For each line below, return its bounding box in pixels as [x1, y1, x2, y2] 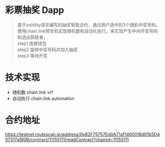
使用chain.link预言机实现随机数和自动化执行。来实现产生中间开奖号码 [17, 28, 158, 34]
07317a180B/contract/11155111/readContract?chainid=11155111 [5, 137, 129, 143]
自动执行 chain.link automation [12, 95, 75, 101]
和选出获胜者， [17, 34, 48, 40]
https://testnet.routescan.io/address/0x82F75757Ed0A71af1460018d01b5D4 [5, 131, 160, 137]
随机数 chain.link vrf [12, 89, 53, 95]
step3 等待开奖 [17, 52, 48, 58]
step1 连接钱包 [17, 40, 47, 46]
